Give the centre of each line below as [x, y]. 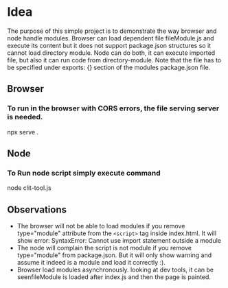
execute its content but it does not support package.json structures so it [109, 45]
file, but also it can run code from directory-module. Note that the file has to [114, 60]
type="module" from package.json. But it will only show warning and [114, 255]
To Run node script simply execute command [84, 173]
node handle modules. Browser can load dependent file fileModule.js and [111, 38]
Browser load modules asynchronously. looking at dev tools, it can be [115, 270]
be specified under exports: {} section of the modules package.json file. [109, 67]
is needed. [25, 117]
